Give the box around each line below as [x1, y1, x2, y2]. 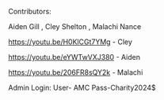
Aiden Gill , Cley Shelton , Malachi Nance [8, 22, 142, 31]
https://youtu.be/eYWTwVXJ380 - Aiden [8, 53, 141, 61]
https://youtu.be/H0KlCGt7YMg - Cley [8, 37, 133, 46]
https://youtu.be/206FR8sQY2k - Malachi [8, 68, 143, 77]
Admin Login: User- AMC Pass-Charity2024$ [8, 83, 156, 92]
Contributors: [8, 7, 51, 16]
